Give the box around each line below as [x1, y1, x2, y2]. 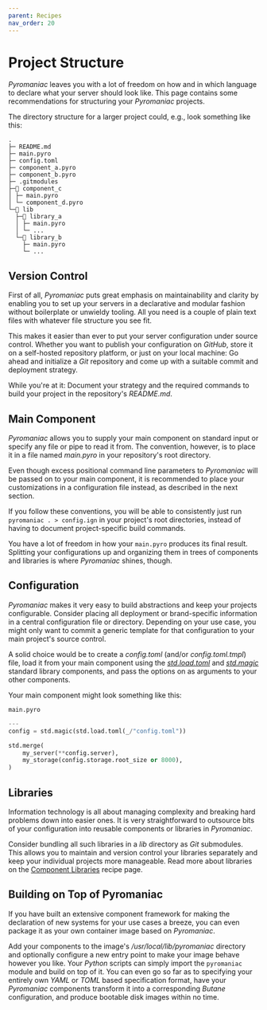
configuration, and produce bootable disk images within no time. [8, 992, 220, 1001]
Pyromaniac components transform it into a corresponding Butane [8, 984, 226, 993]
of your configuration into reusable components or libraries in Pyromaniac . [8, 823, 253, 833]
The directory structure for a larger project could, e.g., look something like [8, 112, 251, 122]
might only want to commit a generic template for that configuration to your [8, 625, 255, 635]
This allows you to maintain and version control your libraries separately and [8, 847, 258, 857]
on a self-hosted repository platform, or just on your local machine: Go [8, 348, 239, 358]
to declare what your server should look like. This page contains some [8, 88, 238, 98]
